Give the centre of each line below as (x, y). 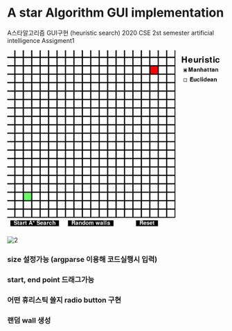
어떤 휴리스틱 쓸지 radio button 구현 (64, 300)
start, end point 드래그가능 (51, 280)
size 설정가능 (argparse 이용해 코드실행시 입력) (82, 260)
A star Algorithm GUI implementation (116, 13)
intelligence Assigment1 (41, 40)
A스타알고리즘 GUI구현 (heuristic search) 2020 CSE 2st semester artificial (111, 33)
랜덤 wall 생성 (29, 320)
